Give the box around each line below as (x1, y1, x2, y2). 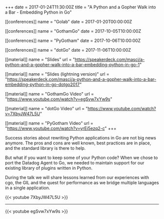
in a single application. (5, 185, 50, 191)
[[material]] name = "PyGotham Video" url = (5, 120, 94, 126)
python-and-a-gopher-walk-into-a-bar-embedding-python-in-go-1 (5, 62, 140, 67)
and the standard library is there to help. (5, 145, 86, 151)
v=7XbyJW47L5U (5, 111, 41, 117)
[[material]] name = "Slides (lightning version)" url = (5, 71, 110, 77)
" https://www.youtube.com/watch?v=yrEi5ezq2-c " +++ (5, 125, 117, 131)
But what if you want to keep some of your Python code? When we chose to (5, 155, 158, 160)
